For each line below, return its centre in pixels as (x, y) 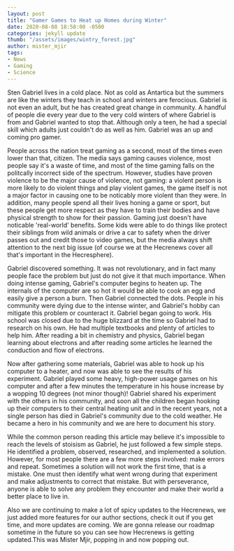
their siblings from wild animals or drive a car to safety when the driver (109, 232)
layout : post (26, 14)
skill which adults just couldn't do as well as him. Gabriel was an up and (110, 130)
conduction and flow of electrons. (56, 350)
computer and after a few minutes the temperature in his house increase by (116, 386)
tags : (15, 53)
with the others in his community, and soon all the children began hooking (114, 400)
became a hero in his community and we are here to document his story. (111, 423)
